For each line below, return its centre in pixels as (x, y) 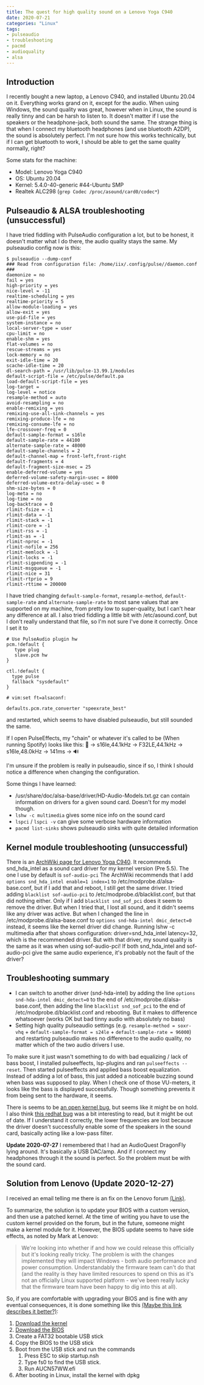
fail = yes (20, 280)
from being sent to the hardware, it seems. (60, 1095)
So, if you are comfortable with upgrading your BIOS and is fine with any (97, 1298)
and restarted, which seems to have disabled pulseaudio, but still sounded (100, 720)
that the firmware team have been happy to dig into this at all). (99, 1286)
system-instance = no (34, 323)
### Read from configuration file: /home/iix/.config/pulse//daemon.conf (102, 265)
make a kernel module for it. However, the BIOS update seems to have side (100, 1230)
